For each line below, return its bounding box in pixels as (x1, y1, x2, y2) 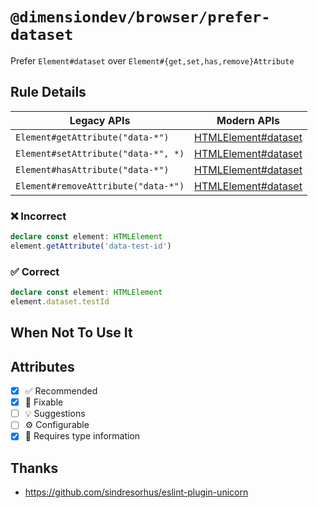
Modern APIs (216, 113, 280, 127)
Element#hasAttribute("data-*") (15, 164, 170, 175)
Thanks (10, 459, 59, 477)
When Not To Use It (10, 324, 133, 342)
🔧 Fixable (24, 396, 64, 408)
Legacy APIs (69, 113, 131, 127)
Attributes (10, 358, 75, 375)
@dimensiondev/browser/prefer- (10, 8, 271, 27)
